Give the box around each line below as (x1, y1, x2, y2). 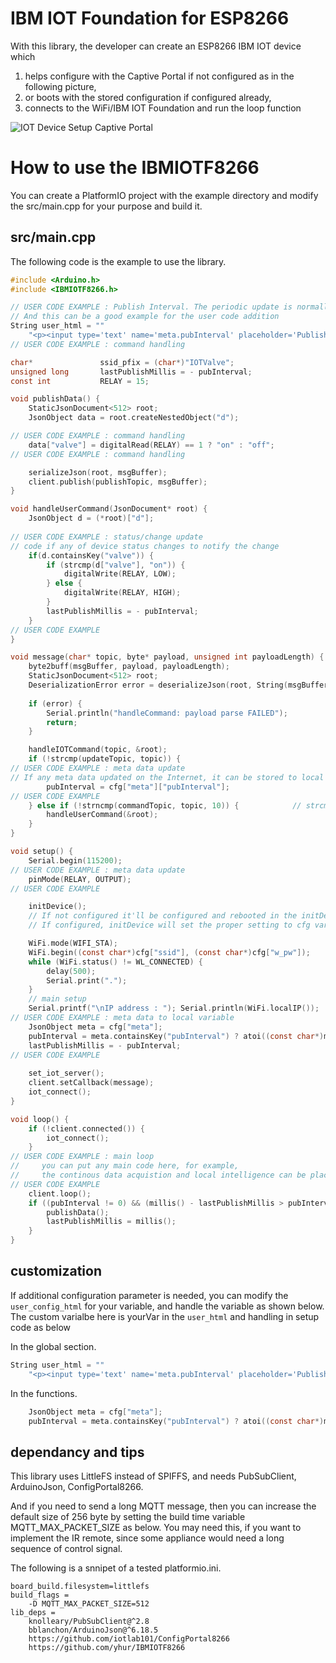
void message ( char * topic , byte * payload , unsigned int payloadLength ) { (10, 652, 325, 662)
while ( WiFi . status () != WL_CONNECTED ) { (28, 957, 203, 967)
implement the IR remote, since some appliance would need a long (10, 1532, 285, 1544)
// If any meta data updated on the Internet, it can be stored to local (10, 772, 325, 782)
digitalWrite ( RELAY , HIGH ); (63, 588, 182, 598)
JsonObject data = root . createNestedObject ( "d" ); (28, 413, 240, 423)
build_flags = (10, 1590, 70, 1601)
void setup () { (10, 847, 74, 857)
